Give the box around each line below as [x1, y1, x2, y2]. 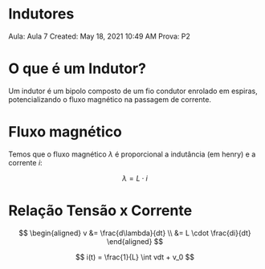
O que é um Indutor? [8, 59, 147, 78]
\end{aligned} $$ [106, 236, 164, 246]
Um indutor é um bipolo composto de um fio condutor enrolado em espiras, [8, 86, 259, 96]
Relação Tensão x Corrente [8, 202, 193, 219]
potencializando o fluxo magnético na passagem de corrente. [8, 94, 211, 104]
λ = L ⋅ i [121, 173, 149, 183]
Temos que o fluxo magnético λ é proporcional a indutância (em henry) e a [8, 149, 256, 159]
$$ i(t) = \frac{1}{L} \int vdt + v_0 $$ [75, 252, 195, 262]
